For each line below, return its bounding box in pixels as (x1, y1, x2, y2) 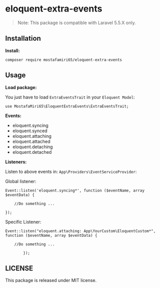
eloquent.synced (12, 128, 48, 134)
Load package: (5, 84, 37, 90)
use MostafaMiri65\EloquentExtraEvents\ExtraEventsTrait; (5, 104, 129, 109)
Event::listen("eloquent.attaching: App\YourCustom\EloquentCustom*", (5, 228, 156, 234)
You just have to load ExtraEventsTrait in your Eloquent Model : (5, 94, 135, 100)
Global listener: (5, 178, 37, 184)
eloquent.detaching (12, 144, 53, 150)
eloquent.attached (12, 138, 51, 144)
